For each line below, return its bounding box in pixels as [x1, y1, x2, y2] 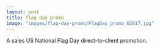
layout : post [6, 9, 40, 15]
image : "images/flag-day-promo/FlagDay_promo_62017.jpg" [6, 20, 155, 26]
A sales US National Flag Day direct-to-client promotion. [6, 37, 148, 45]
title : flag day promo [6, 15, 64, 21]
